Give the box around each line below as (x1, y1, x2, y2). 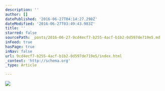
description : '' (5, 7, 39, 12)
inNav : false (5, 49, 33, 54)
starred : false (5, 30, 37, 35)
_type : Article (5, 63, 37, 68)
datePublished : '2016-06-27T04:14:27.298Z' (5, 16, 98, 21)
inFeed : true (5, 40, 33, 45)
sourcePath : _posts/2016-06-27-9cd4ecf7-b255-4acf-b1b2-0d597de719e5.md (5, 35, 160, 40)
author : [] (5, 12, 28, 17)
